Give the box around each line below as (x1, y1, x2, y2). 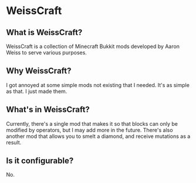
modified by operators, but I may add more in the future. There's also (6, 126, 173, 133)
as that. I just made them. (6, 88, 67, 95)
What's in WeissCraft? (6, 105, 90, 115)
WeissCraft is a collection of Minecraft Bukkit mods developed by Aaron (6, 43, 180, 50)
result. (6, 139, 22, 146)
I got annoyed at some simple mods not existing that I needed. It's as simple (6, 81, 190, 88)
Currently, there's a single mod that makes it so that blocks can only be (6, 120, 178, 127)
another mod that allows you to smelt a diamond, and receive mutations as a (6, 133, 191, 140)
